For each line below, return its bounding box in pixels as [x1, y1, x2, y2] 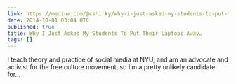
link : [7, 10, 23, 17]
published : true [7, 23, 55, 30]
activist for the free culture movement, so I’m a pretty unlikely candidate [7, 63, 216, 71]
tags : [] [7, 36, 33, 43]
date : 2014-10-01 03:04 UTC [7, 17, 90, 24]
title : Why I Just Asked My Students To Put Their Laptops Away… [7, 29, 202, 37]
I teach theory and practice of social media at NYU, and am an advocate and [7, 55, 228, 64]
